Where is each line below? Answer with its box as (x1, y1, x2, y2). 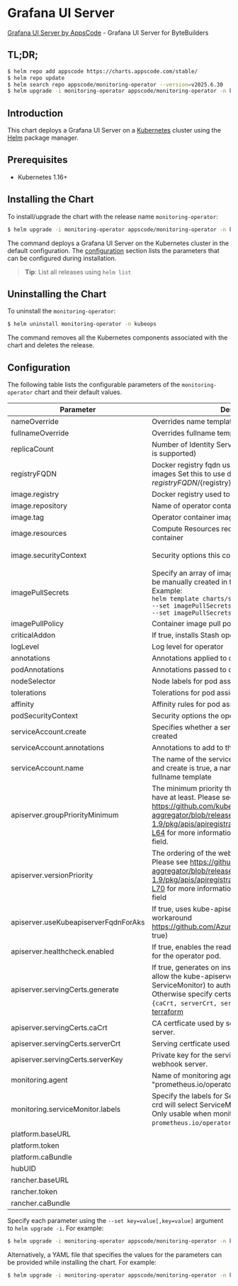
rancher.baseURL (11, 1175, 69, 1185)
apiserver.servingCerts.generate (11, 985, 119, 995)
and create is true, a (152, 764, 218, 773)
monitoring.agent (11, 1075, 69, 1085)
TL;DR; (7, 49, 39, 61)
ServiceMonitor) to (152, 980, 215, 990)
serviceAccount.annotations (11, 743, 105, 753)
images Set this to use (152, 469, 225, 479)
